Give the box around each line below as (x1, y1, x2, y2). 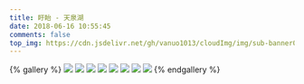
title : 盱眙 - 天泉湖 (9, 13, 84, 23)
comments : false (9, 30, 71, 39)
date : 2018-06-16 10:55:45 (9, 22, 111, 31)
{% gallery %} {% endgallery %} (9, 64, 221, 75)
